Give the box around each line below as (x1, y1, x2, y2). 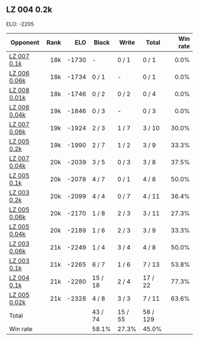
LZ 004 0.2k (6, 5, 53, 15)
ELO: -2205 (6, 20, 34, 27)
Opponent (10, 38, 40, 46)
